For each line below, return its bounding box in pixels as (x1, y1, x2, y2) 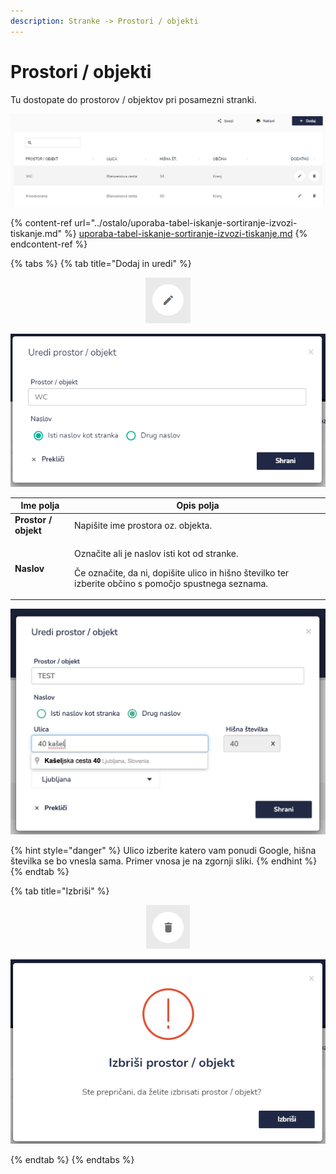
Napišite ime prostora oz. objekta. (74, 519, 213, 531)
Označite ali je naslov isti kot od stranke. (74, 547, 239, 559)
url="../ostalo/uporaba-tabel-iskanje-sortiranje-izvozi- (74, 216, 298, 229)
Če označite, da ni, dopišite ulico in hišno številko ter (74, 566, 290, 579)
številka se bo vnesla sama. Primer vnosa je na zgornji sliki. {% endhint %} (10, 855, 318, 867)
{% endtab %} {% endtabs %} (10, 1154, 135, 1166)
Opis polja (176, 500, 220, 512)
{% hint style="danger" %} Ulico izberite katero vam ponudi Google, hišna (10, 844, 317, 856)
